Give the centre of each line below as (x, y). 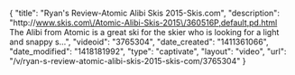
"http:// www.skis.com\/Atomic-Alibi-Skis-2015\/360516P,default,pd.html (143, 23)
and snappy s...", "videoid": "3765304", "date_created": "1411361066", (139, 42)
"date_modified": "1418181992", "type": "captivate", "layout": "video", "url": (148, 52)
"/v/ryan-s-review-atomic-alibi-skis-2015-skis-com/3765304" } (128, 61)
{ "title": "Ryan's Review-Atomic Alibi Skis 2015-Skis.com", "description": (144, 13)
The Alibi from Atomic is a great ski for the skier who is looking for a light (144, 32)
